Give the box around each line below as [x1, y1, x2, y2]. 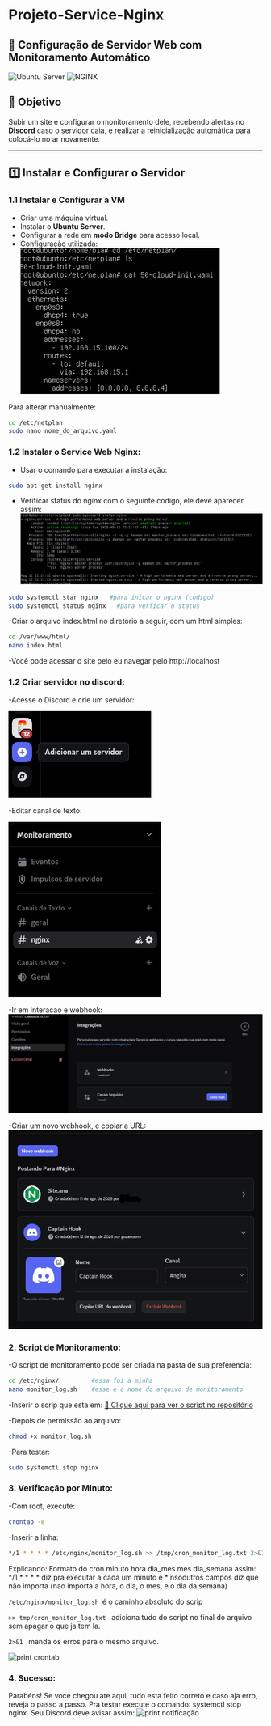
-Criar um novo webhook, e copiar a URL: [8, 1121, 147, 1130]
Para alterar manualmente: [8, 402, 97, 412]
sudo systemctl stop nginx [8, 1463, 99, 1472]
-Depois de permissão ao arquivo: [8, 1415, 122, 1425]
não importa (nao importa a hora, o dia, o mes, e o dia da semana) [8, 1580, 228, 1591]
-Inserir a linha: [8, 1532, 59, 1542]
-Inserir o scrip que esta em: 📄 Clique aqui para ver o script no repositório [8, 1400, 254, 1410]
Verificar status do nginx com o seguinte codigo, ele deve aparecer [19, 496, 244, 506]
